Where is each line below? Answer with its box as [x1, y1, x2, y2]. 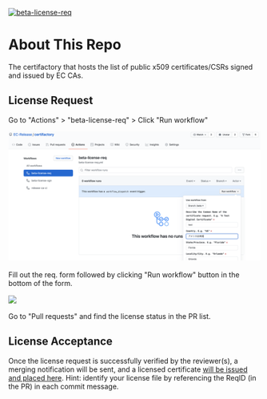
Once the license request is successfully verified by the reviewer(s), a [8, 356, 238, 365]
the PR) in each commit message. [8, 381, 119, 391]
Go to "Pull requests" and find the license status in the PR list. [8, 311, 211, 320]
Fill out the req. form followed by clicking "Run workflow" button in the [8, 269, 240, 280]
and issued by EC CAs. [8, 71, 84, 80]
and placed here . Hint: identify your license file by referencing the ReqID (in [8, 373, 257, 382]
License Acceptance [8, 335, 114, 349]
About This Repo [8, 36, 122, 54]
